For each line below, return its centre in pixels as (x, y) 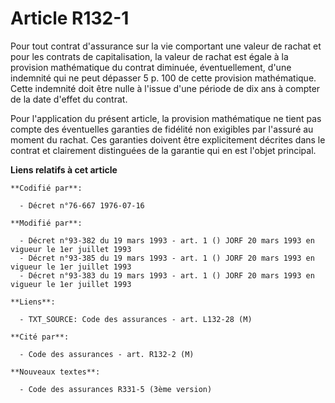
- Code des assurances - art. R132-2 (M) (107, 354)
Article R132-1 (70, 18)
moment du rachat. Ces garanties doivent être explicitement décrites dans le (168, 139)
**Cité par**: (40, 337)
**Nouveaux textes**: (55, 372)
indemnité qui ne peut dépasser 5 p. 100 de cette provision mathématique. (163, 78)
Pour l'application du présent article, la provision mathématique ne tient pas (166, 118)
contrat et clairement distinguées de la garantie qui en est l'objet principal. (163, 150)
